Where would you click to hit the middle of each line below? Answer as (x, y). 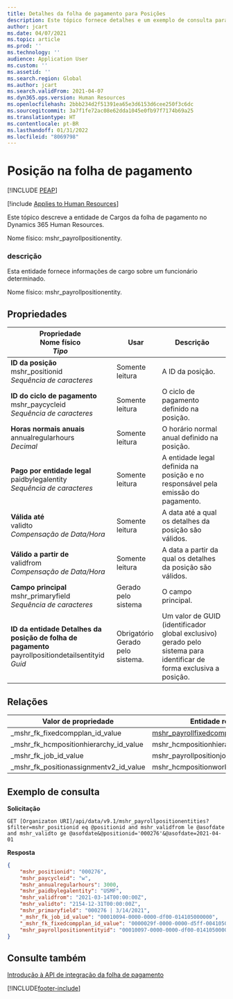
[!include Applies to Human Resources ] (63, 204)
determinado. (26, 278)
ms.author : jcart (32, 85)
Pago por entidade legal (51, 471)
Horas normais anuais (48, 429)
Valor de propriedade (78, 721)
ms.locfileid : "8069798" (43, 136)
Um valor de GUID (191, 616)
